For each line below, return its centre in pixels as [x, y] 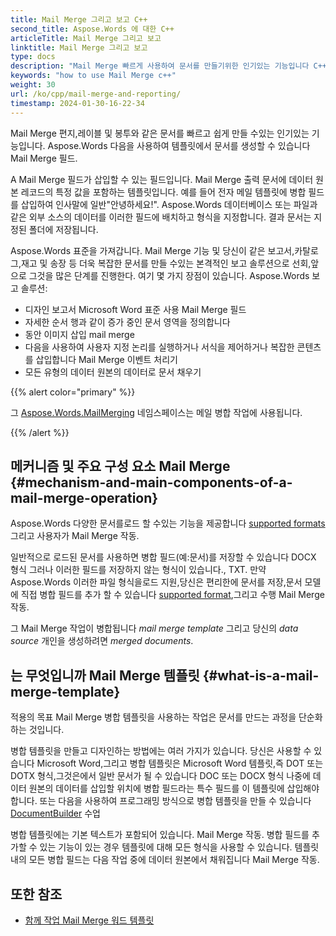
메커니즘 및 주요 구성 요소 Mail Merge [120, 466]
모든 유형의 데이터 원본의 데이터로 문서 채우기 [113, 372]
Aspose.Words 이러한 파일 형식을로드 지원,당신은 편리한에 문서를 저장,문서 [156, 582]
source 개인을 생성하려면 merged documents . [102, 641]
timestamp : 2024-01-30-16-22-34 [77, 103]
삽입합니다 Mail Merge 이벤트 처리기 [106, 359]
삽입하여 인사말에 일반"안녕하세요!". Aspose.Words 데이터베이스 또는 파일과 [169, 204]
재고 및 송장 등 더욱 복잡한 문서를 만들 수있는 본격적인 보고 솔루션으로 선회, [166, 263]
